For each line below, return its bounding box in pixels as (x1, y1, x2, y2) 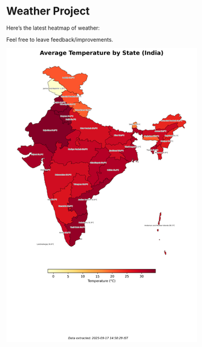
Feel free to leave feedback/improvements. (6, 36, 114, 43)
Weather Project (6, 4, 90, 18)
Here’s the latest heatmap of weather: (6, 24, 100, 31)
